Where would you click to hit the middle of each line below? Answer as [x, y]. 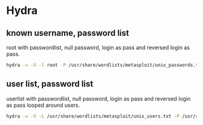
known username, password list [68, 33]
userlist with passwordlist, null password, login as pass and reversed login [98, 98]
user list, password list [50, 84]
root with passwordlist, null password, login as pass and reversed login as [98, 47]
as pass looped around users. [43, 105]
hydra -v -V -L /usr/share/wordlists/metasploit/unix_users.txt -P [93, 116]
